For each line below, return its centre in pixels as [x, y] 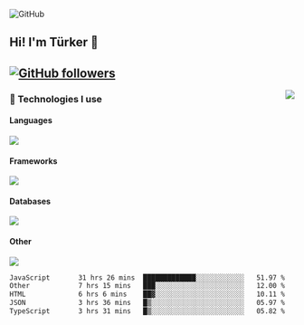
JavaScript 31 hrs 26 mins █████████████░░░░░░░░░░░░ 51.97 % [147, 277]
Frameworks [33, 161]
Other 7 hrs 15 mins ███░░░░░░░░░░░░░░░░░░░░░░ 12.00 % [147, 286]
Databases [30, 201]
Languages [31, 120]
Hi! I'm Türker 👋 [54, 42]
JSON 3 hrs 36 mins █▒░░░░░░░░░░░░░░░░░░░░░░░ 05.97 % [147, 303]
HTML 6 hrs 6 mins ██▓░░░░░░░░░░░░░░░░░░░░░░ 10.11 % [147, 294]
